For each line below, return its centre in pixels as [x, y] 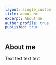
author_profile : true [27, 23]
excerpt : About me [24, 18]
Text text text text [23, 58]
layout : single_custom [28, 9]
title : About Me [21, 14]
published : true [21, 27]
